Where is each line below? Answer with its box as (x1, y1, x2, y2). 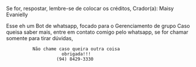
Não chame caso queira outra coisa (32, 46, 120, 52)
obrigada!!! (61, 51, 92, 57)
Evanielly (6, 11, 28, 18)
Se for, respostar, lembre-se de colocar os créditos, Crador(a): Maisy (6, 5, 174, 12)
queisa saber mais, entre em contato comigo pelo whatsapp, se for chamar (6, 29, 189, 36)
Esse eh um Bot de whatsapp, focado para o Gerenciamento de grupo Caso (6, 23, 190, 29)
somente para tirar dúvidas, (6, 35, 73, 41)
